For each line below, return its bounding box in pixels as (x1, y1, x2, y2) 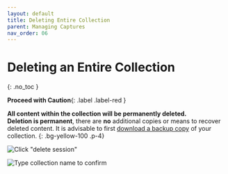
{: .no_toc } (7, 83, 39, 91)
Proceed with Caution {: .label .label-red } (7, 96, 127, 104)
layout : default (7, 10, 54, 17)
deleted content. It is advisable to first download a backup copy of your (7, 125, 212, 133)
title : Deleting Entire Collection (7, 17, 111, 24)
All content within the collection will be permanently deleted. (7, 109, 187, 118)
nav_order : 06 (7, 29, 49, 37)
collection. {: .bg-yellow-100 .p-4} (7, 132, 105, 140)
